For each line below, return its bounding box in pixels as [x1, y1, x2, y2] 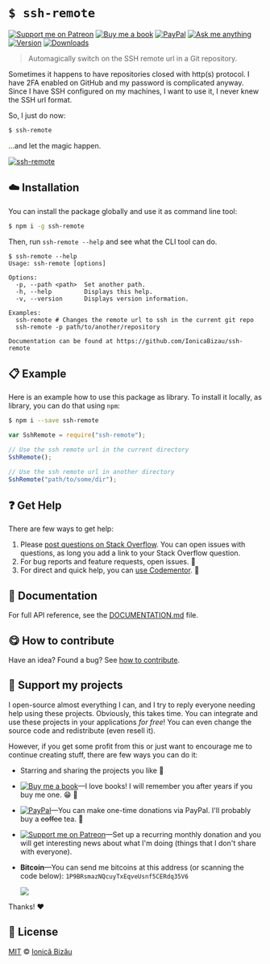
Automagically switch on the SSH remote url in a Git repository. [27, 53, 238, 63]
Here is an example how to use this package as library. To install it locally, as [8, 392, 262, 402]
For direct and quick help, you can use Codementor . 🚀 [19, 565, 200, 575]
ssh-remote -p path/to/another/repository [15, 323, 160, 331]
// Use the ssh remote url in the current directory [8, 446, 189, 454]
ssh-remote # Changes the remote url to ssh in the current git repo [15, 316, 254, 324]
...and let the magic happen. [8, 140, 102, 150]
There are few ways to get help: [8, 524, 114, 534]
